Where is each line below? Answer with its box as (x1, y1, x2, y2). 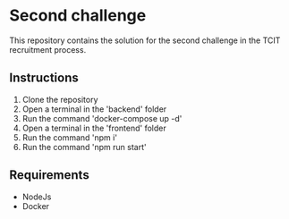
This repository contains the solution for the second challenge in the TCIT (9, 35, 281, 46)
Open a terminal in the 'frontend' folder (21, 122, 167, 133)
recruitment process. (9, 44, 87, 55)
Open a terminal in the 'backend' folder (21, 104, 167, 114)
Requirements (9, 167, 89, 183)
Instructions (9, 71, 79, 86)
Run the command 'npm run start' (21, 141, 147, 152)
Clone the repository (21, 94, 98, 105)
